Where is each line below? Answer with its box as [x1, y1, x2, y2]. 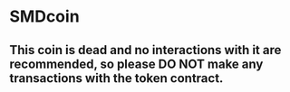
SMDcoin [9, 6, 80, 27]
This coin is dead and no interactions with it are [9, 42, 282, 58]
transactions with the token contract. [9, 70, 224, 86]
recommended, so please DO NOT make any [9, 56, 264, 71]
